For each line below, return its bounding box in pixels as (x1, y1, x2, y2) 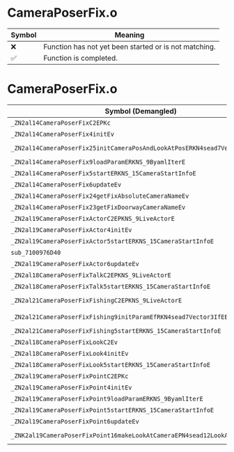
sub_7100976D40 (10, 249, 61, 256)
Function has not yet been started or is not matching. (42, 42, 216, 52)
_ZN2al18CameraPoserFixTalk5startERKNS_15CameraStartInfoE (10, 282, 211, 290)
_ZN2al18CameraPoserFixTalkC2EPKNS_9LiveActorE (10, 271, 172, 279)
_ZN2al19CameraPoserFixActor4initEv (10, 226, 132, 234)
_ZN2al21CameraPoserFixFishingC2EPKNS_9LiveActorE (10, 296, 182, 304)
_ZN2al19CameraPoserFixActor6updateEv (10, 260, 139, 267)
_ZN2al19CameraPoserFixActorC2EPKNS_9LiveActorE (10, 215, 175, 222)
